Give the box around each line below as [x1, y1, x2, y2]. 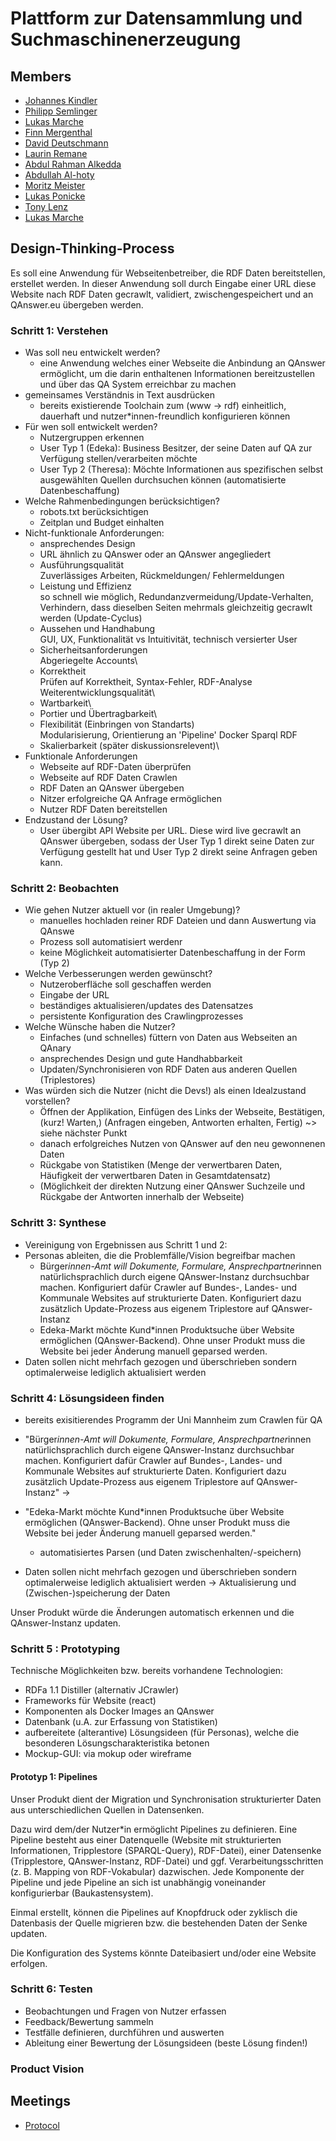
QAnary [39, 1042, 72, 1054]
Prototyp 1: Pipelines [10, 1770, 98, 1782]
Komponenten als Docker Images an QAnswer [24, 1705, 215, 1717]
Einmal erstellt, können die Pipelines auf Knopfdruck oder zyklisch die [10, 1906, 298, 1918]
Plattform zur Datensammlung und [10, 7, 303, 30]
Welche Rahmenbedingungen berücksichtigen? [24, 495, 220, 507]
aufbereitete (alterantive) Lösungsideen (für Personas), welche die [24, 1727, 300, 1739]
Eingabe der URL [39, 989, 110, 1001]
